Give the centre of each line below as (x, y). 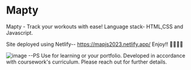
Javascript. (20, 32)
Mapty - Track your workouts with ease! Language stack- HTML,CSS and (95, 26)
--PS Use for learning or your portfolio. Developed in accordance (107, 55)
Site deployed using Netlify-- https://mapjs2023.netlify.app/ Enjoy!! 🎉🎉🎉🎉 (95, 44)
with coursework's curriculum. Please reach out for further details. (87, 62)
